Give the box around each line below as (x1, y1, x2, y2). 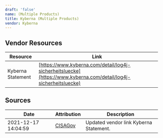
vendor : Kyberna (5, 20, 38, 26)
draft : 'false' (5, 7, 36, 12)
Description (106, 111, 134, 118)
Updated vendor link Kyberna (85, 119, 152, 126)
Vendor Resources (5, 39, 63, 47)
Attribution (55, 111, 81, 118)
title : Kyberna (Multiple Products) (5, 16, 79, 21)
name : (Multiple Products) (5, 12, 60, 17)
